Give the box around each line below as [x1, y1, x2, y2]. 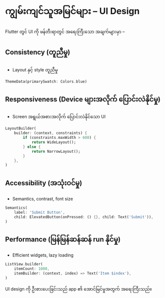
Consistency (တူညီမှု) [5, 48, 71, 57]
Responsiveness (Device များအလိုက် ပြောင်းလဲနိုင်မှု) [5, 95, 161, 103]
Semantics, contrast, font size [12, 196, 73, 202]
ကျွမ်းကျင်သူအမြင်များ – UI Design [5, 5, 140, 17]
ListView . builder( [5, 262, 43, 267]
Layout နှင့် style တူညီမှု [12, 66, 58, 72]
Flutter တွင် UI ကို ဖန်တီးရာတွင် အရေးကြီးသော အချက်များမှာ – [5, 29, 125, 34]
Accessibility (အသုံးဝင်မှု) [5, 179, 82, 187]
